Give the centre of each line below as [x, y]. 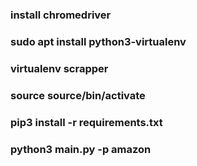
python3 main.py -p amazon [81, 149]
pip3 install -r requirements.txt [86, 122]
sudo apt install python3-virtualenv [98, 41]
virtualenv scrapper [59, 68]
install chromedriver [61, 15]
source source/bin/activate [78, 95]
